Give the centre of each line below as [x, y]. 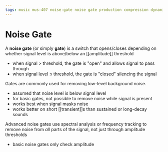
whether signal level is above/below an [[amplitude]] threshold [69, 53]
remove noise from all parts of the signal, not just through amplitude [75, 129]
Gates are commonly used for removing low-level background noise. [76, 83]
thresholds [16, 135]
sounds [20, 114]
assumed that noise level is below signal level [59, 93]
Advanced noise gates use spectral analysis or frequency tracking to [76, 124]
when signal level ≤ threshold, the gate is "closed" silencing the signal [84, 74]
